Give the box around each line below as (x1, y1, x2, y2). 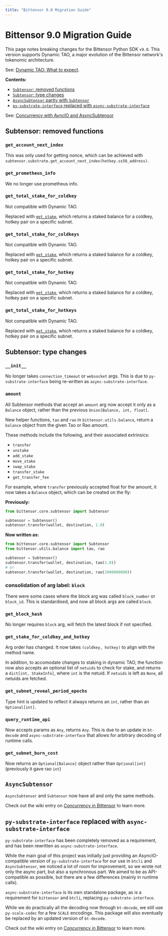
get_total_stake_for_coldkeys (5, 231, 80, 237)
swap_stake (12, 464, 36, 469)
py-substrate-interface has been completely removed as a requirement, (5, 837, 157, 843)
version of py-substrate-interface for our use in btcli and (29, 858, 152, 864)
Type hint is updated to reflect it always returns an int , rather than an (5, 698, 150, 704)
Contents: (5, 77, 27, 83)
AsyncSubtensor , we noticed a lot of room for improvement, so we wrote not (5, 864, 161, 869)
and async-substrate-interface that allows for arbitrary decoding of (20, 732, 162, 738)
